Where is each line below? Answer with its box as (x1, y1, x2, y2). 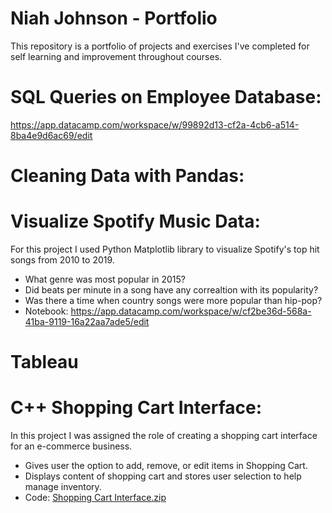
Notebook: (24, 305, 69, 317)
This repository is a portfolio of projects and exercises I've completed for (10, 40, 310, 52)
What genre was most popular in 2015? (24, 273, 187, 285)
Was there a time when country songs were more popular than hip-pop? (24, 295, 323, 306)
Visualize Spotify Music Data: (10, 210, 261, 233)
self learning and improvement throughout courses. (10, 50, 223, 62)
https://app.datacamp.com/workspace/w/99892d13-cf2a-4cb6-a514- (10, 118, 300, 131)
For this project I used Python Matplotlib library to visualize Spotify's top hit (10, 243, 320, 255)
